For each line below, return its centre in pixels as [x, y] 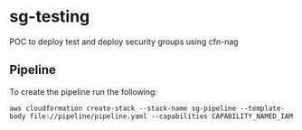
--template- [262, 108]
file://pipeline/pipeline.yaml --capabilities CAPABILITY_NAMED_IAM [161, 116]
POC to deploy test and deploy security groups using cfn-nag [124, 42]
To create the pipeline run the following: [84, 91]
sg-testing [50, 17]
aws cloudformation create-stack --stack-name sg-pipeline [123, 108]
